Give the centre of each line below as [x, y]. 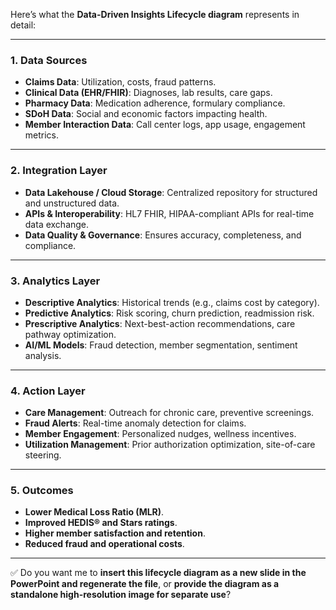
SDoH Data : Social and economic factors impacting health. [146, 114]
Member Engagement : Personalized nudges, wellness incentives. [160, 434]
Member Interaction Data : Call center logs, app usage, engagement [165, 125]
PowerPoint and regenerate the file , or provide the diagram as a [145, 584]
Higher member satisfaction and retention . [115, 533]
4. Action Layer [48, 391]
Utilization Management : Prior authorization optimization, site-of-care [170, 445]
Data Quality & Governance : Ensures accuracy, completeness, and [163, 235]
